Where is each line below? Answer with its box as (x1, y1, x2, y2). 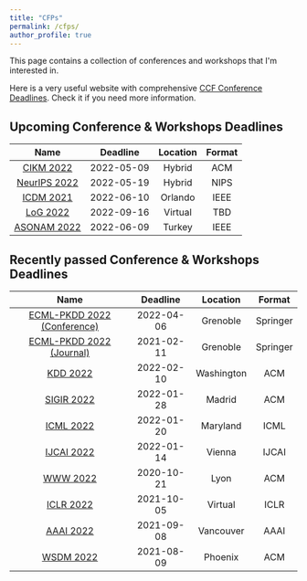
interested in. (9, 65, 59, 76)
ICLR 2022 (47, 499, 94, 511)
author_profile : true (9, 30, 92, 39)
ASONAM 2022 (14, 221, 81, 234)
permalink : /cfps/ (9, 22, 79, 31)
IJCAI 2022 (45, 446, 95, 458)
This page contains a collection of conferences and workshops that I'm (9, 56, 278, 67)
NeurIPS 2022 (16, 176, 79, 189)
